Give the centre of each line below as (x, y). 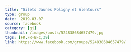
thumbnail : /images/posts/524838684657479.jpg (54, 33)
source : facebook (23, 24)
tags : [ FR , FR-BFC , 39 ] (28, 38)
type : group (17, 14)
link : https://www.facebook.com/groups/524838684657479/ (66, 42)
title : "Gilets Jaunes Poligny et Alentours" (53, 10)
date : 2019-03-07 (24, 19)
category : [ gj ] (21, 28)
